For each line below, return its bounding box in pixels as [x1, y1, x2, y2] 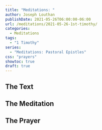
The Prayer [5, 116, 41, 125]
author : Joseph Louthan [5, 12, 55, 17]
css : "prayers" [5, 54, 37, 59]
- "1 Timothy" [10, 40, 39, 45]
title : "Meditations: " [5, 7, 55, 13]
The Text [5, 82, 34, 91]
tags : [5, 36, 17, 41]
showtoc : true [5, 59, 35, 64]
